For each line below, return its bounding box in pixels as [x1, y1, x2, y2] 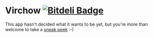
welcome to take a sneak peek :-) [5, 26, 74, 32]
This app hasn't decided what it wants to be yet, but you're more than [5, 21, 148, 27]
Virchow [5, 5, 41, 16]
